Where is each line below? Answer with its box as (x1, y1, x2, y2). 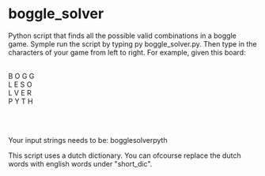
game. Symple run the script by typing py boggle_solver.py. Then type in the (8, 39, 257, 48)
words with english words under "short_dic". (8, 159, 153, 168)
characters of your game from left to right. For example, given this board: (8, 47, 246, 57)
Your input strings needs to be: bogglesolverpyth (8, 135, 168, 144)
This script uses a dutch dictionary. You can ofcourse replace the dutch (8, 151, 241, 160)
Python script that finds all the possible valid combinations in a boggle (8, 31, 237, 40)
